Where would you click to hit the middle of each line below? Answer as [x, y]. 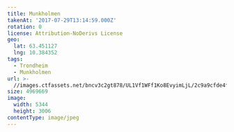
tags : [15, 59]
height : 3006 [32, 111]
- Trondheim [31, 66]
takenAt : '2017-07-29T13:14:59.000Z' [62, 20]
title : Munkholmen [34, 14]
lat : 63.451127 [36, 46]
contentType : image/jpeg [43, 117]
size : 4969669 [28, 91]
